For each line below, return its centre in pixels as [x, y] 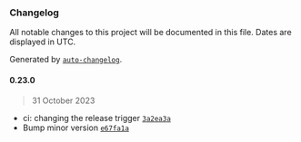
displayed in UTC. [43, 42]
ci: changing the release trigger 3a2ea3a [96, 118]
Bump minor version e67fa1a [76, 128]
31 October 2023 [63, 100]
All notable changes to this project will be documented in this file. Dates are [151, 33]
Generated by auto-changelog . [66, 60]
